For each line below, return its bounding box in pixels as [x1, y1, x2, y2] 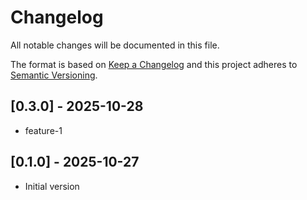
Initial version [24, 180, 80, 192]
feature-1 [24, 124, 63, 136]
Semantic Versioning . [10, 69, 98, 81]
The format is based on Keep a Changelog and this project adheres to [10, 58, 298, 70]
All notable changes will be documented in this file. [10, 39, 220, 51]
